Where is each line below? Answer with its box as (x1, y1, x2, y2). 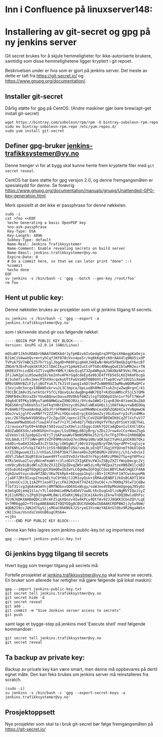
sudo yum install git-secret (5, 128, 64, 133)
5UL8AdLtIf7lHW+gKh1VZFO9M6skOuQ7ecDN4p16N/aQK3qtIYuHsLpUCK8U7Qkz (5, 437, 145, 442)
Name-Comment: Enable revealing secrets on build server (7, 246, 125, 251)
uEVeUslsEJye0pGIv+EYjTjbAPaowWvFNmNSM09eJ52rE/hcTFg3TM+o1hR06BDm (5, 432, 145, 437)
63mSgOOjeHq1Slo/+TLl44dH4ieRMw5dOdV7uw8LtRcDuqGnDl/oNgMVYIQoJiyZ (5, 488, 145, 493)
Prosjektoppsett (5, 708, 55, 716)
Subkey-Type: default (7, 237, 51, 242)
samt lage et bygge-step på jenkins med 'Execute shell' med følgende (5, 621, 145, 627)
